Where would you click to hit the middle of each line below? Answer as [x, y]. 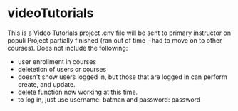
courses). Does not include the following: [68, 48]
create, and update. [47, 84]
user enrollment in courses [57, 61]
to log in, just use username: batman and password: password [109, 99]
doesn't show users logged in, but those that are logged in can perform [123, 77]
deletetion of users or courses [62, 69]
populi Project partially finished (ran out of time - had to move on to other [115, 40]
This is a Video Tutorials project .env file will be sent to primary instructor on [119, 33]
